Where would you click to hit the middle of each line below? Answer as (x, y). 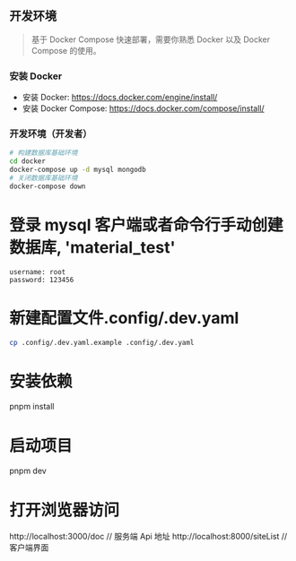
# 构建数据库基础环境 (44, 153)
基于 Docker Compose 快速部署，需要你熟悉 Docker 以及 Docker (151, 39)
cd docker (28, 161)
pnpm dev (28, 471)
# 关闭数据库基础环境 (44, 178)
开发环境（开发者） (51, 134)
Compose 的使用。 (66, 50)
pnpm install (32, 407)
